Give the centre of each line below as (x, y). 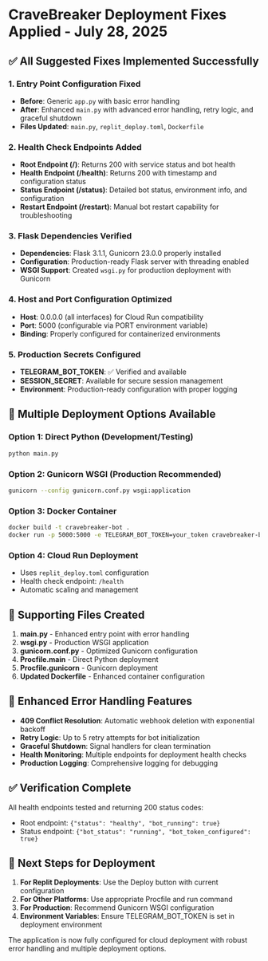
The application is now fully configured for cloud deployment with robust (128, 940)
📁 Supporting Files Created (77, 614)
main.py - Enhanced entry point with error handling (104, 634)
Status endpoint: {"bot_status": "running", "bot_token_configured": (135, 831)
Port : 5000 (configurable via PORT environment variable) (114, 325)
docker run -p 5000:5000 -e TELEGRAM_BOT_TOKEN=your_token (108, 535)
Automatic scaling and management (79, 590)
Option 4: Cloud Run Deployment (73, 555)
